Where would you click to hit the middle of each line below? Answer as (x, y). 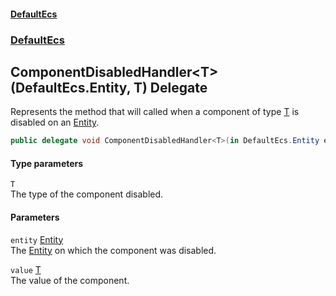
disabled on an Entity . (55, 122)
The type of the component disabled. (87, 194)
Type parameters (47, 163)
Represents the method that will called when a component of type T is (155, 112)
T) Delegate (170, 87)
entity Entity (37, 239)
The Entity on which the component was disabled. (113, 250)
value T (26, 269)
